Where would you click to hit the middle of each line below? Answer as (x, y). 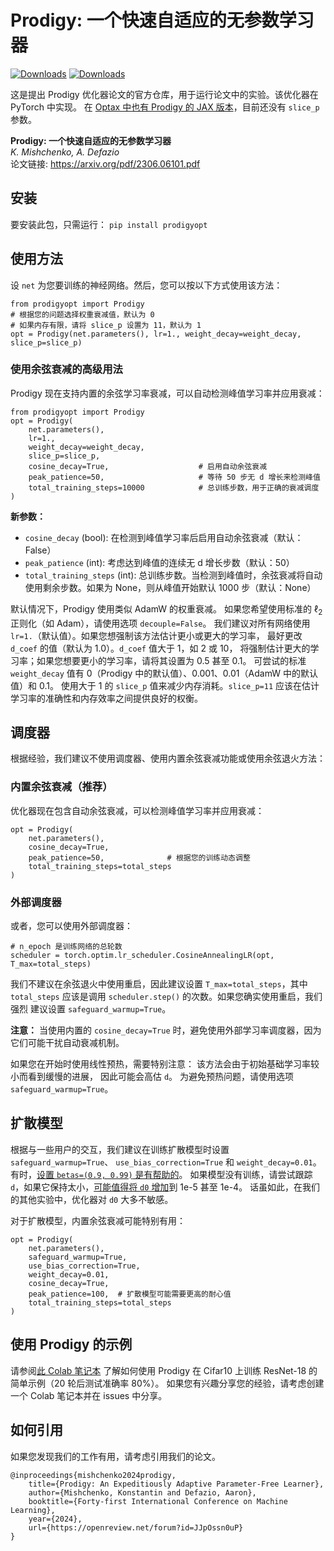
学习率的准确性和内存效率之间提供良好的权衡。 (106, 698)
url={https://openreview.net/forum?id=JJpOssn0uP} (136, 1527)
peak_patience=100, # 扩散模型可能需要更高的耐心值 (130, 1294)
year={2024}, (55, 1519)
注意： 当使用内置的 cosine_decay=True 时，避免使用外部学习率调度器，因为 (166, 1030)
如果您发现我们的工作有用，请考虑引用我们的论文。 (115, 1456)
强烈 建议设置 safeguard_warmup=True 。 (91, 1009)
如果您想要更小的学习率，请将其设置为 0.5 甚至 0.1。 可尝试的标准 (171, 660)
